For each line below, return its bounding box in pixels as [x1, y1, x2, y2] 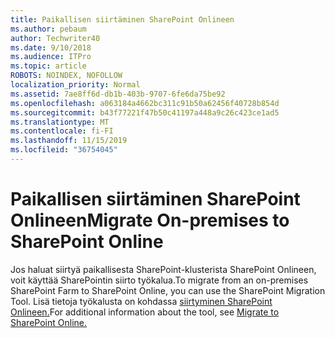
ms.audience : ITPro [10, 52, 92, 62]
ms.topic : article [10, 61, 87, 71]
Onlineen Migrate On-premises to [10, 209, 290, 232]
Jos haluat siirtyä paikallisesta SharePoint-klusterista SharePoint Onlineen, [10, 263, 317, 275]
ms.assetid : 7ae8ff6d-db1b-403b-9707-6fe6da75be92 [10, 89, 226, 99]
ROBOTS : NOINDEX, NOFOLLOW [10, 71, 123, 81]
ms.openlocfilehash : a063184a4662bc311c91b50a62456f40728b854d [10, 98, 280, 108]
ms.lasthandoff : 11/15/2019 [10, 136, 128, 146]
